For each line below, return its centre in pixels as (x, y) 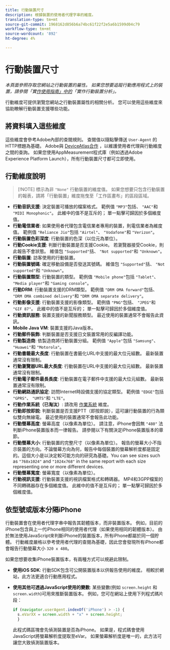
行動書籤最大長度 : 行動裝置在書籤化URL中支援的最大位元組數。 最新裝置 (88, 353)
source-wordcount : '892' (32, 34)
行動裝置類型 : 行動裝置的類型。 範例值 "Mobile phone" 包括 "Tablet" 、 (86, 277)
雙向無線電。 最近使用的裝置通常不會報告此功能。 (69, 417)
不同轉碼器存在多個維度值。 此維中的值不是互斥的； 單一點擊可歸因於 (85, 486)
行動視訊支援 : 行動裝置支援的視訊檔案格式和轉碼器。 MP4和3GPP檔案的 (88, 479)
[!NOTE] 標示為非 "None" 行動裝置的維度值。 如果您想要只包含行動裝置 (91, 189)
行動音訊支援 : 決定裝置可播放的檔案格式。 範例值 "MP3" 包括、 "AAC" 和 (85, 207)
